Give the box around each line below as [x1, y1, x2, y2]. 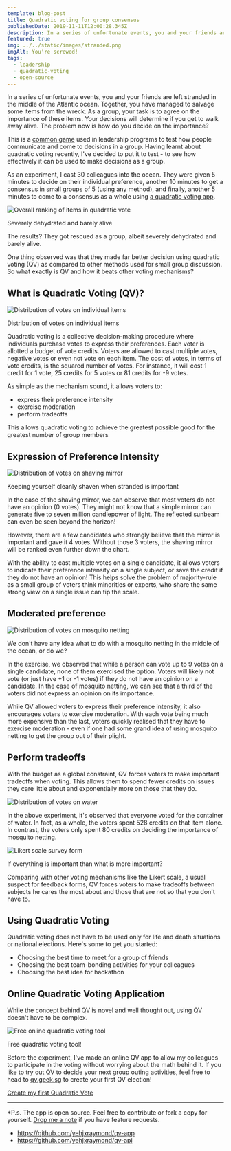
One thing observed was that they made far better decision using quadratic [7, 253, 220, 261]
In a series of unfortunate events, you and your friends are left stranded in [7, 93, 217, 101]
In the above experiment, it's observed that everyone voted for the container [7, 811, 223, 819]
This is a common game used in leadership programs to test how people [7, 135, 212, 144]
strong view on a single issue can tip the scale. [7, 588, 140, 596]
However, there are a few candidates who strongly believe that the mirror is [7, 530, 220, 539]
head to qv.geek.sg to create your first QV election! [7, 1075, 153, 1084]
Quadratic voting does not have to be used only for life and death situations [7, 932, 221, 941]
